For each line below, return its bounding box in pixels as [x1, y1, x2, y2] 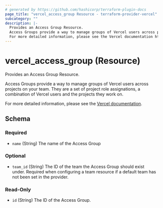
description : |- [5, 20, 38, 26]
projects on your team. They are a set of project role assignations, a [5, 86, 141, 92]
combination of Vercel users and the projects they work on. [5, 91, 124, 97]
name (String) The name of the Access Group [12, 140, 101, 146]
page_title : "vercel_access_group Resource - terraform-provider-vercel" [5, 12, 158, 17]
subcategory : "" [5, 16, 38, 21]
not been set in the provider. [12, 174, 69, 180]
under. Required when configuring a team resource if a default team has [12, 169, 156, 174]
